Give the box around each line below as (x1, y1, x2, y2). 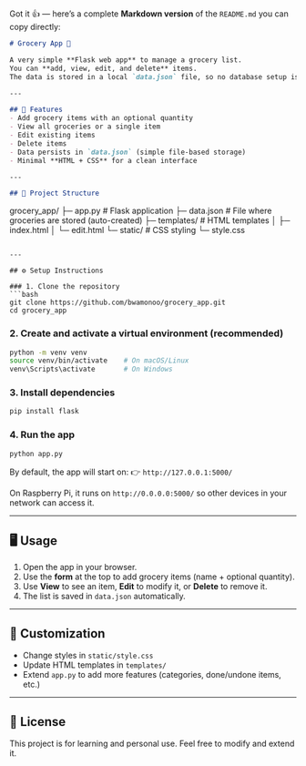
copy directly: (9, 22, 61, 32)
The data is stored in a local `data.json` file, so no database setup (9, 72, 287, 81)
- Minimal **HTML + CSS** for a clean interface (9, 156, 198, 165)
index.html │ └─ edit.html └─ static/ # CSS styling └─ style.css (9, 225, 246, 236)
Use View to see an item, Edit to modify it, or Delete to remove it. (22, 581, 268, 592)
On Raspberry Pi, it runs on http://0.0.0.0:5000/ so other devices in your (9, 487, 287, 498)
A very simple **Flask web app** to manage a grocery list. (9, 55, 243, 65)
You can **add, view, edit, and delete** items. (9, 64, 198, 73)
